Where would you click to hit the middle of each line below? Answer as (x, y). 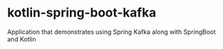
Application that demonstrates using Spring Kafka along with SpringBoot (111, 32)
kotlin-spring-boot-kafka (82, 13)
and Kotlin (22, 39)
